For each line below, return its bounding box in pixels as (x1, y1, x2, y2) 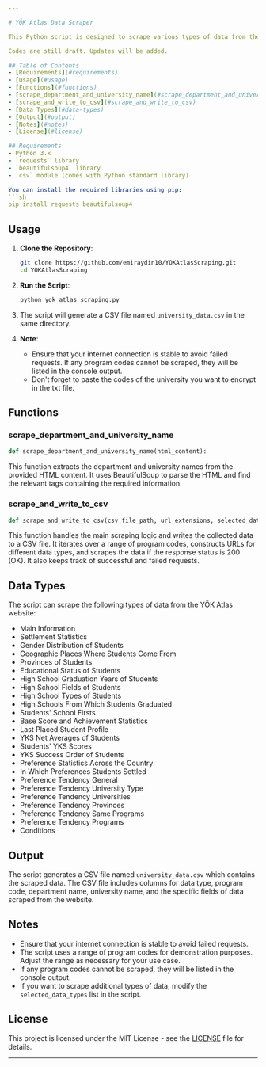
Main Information (19, 623, 76, 634)
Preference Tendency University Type (19, 783, 144, 793)
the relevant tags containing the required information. (8, 478, 182, 488)
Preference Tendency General (19, 775, 118, 785)
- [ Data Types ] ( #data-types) (8, 105, 104, 113)
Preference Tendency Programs (19, 817, 124, 827)
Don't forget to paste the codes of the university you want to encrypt (31, 374, 256, 384)
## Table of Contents (8, 61, 80, 70)
